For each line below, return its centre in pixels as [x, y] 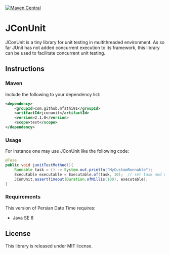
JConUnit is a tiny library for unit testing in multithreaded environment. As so [85, 42]
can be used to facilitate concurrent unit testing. [55, 53]
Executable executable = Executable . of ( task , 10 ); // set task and [88, 175]
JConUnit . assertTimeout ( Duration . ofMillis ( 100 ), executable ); [81, 179]
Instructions [25, 69]
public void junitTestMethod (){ [39, 165]
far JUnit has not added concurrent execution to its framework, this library [83, 48]
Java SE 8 [23, 218]
